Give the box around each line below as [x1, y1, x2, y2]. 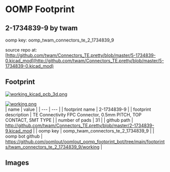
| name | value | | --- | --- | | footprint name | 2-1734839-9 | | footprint [5, 106, 151, 112]
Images [5, 158, 29, 167]
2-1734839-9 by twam [5, 24, 78, 32]
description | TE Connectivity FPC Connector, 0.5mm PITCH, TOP [5, 111, 142, 117]
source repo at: [5, 47, 37, 53]
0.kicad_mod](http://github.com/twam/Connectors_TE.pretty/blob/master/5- [5, 58, 164, 64]
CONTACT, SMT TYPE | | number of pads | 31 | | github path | [5, 117, 133, 123]
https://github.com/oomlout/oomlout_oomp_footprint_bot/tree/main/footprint [5, 138, 165, 145]
